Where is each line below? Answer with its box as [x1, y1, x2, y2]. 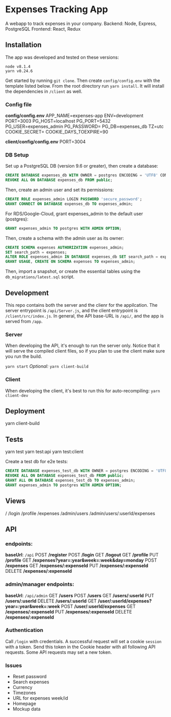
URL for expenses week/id [12, 695, 69, 701]
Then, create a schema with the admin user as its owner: [5, 235, 124, 241]
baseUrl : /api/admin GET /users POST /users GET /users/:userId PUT [5, 592, 154, 598]
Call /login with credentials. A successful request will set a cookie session [5, 638, 162, 644]
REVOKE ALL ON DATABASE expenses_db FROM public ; [5, 177, 113, 183]
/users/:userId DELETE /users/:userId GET [5, 598, 97, 604]
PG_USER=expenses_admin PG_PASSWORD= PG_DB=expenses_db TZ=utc [5, 123, 164, 129]
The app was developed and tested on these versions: [5, 54, 120, 60]
